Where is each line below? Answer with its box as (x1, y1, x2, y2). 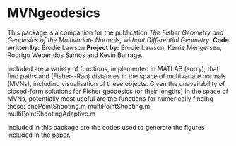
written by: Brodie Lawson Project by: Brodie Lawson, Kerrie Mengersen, (7, 43, 223, 51)
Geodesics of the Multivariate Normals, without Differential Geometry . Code (7, 35, 230, 44)
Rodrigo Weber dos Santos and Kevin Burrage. (7, 51, 143, 59)
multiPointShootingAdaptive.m (7, 109, 96, 118)
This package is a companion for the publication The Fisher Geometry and (7, 28, 224, 37)
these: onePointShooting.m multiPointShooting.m (7, 102, 151, 110)
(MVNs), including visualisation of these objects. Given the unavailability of (7, 79, 225, 87)
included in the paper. (7, 130, 71, 139)
